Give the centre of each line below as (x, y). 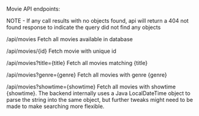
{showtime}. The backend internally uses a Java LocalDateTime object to (99, 93)
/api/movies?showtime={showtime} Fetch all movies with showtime (91, 87)
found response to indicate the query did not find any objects (84, 27)
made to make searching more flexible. (55, 106)
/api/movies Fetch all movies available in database (69, 39)
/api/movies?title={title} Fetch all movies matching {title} (77, 63)
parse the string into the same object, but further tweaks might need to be (100, 100)
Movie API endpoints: (33, 9)
